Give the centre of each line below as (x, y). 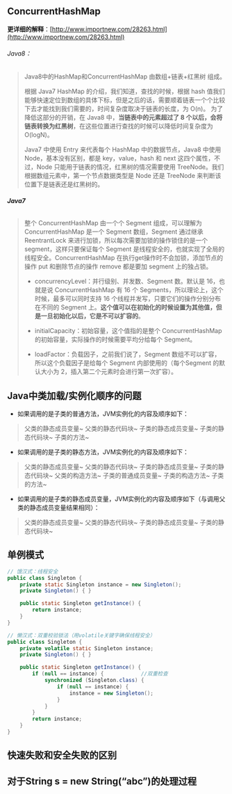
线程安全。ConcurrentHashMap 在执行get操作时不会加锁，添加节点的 (124, 258)
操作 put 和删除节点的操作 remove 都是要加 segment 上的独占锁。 (118, 266)
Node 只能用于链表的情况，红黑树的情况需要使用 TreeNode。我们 (130, 167)
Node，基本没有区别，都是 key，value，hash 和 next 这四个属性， (119, 159)
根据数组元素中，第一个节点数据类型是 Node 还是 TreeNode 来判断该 (123, 176)
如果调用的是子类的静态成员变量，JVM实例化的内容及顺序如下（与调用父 (121, 499)
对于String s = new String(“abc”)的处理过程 (102, 781)
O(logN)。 (39, 135)
